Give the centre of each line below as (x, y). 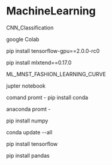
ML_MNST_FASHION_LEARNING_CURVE (56, 74)
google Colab (23, 39)
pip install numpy (27, 121)
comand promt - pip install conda (47, 97)
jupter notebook (26, 86)
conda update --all (29, 132)
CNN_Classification (30, 28)
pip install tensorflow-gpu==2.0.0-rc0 (53, 51)
